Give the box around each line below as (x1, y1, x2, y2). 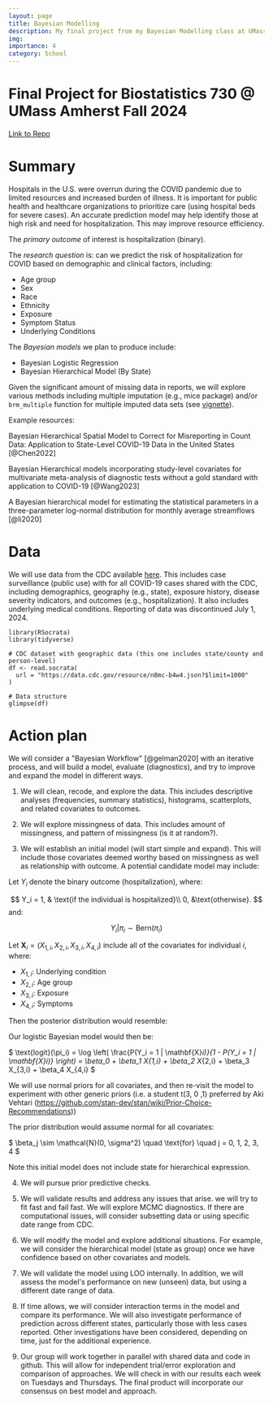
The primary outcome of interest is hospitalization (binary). (8, 234, 206, 244)
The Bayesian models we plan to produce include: (8, 342, 176, 352)
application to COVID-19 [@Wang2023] (8, 481, 140, 491)
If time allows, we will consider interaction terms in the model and (19, 1302, 240, 1311)
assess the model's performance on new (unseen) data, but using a (19, 1277, 247, 1287)
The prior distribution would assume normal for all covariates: (8, 1122, 214, 1132)
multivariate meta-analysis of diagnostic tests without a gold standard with (8, 472, 258, 482)
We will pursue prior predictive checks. (19, 1178, 152, 1188)
